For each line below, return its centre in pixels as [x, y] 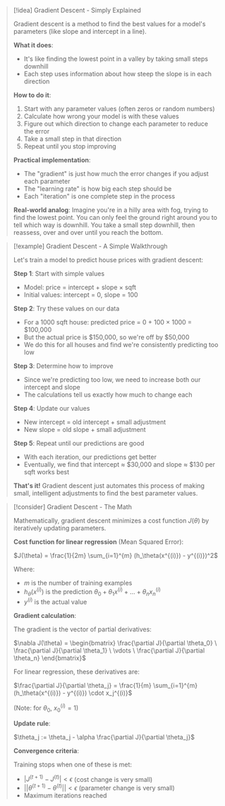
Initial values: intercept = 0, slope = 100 [81, 295]
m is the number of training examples [78, 583]
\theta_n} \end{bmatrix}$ [49, 658]
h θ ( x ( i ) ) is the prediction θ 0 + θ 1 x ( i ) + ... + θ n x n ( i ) [92, 592]
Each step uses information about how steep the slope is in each [118, 74]
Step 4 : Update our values [51, 408]
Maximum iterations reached [65, 795]
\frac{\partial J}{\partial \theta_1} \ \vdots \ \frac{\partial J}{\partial [109, 650]
